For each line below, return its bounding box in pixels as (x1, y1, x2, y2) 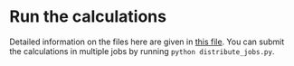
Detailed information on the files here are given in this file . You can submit (9, 36, 285, 47)
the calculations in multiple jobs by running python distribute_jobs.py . (9, 45, 275, 56)
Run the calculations (9, 6, 167, 27)
